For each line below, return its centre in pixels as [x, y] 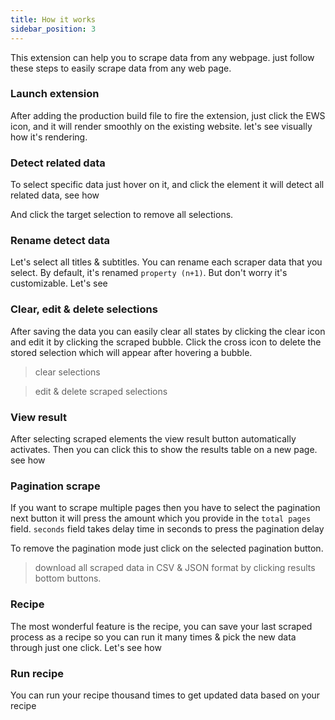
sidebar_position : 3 [53, 29]
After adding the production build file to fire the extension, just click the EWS [168, 115]
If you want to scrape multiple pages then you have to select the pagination [165, 508]
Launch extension [55, 94]
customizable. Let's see [59, 283]
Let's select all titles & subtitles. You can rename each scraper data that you [166, 262]
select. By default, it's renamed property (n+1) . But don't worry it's [149, 273]
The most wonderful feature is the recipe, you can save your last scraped [161, 626]
